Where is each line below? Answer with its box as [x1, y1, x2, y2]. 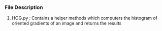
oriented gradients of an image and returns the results [11, 20, 122, 26]
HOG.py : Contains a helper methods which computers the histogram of [11, 15, 158, 21]
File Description [4, 4, 43, 11]
